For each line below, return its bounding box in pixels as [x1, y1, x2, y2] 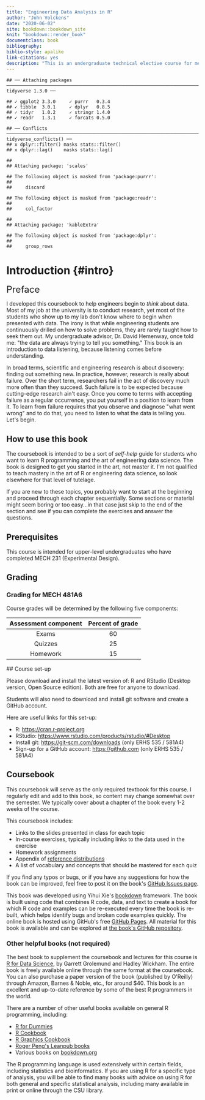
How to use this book [6, 434, 88, 444]
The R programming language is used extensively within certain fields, [6, 1060, 183, 1068]
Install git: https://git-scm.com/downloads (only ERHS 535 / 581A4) [15, 739, 184, 746]
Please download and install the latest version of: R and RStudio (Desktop [6, 677, 191, 684]
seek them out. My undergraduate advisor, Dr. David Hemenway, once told [6, 333, 194, 340]
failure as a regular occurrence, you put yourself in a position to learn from [6, 396, 194, 404]
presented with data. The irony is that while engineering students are [6, 320, 179, 327]
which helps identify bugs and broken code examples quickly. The [20, 911, 187, 919]
